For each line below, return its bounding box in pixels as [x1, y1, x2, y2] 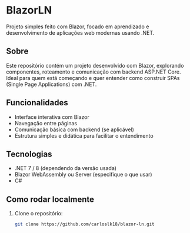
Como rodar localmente [6, 194, 95, 204]
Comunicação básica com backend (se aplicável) [14, 126, 134, 133]
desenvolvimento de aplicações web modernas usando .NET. [6, 29, 155, 36]
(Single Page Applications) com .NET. [6, 81, 97, 88]
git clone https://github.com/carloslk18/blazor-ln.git [14, 221, 155, 227]
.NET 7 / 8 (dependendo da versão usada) [14, 165, 116, 172]
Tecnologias [6, 149, 52, 159]
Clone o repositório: [14, 210, 63, 217]
